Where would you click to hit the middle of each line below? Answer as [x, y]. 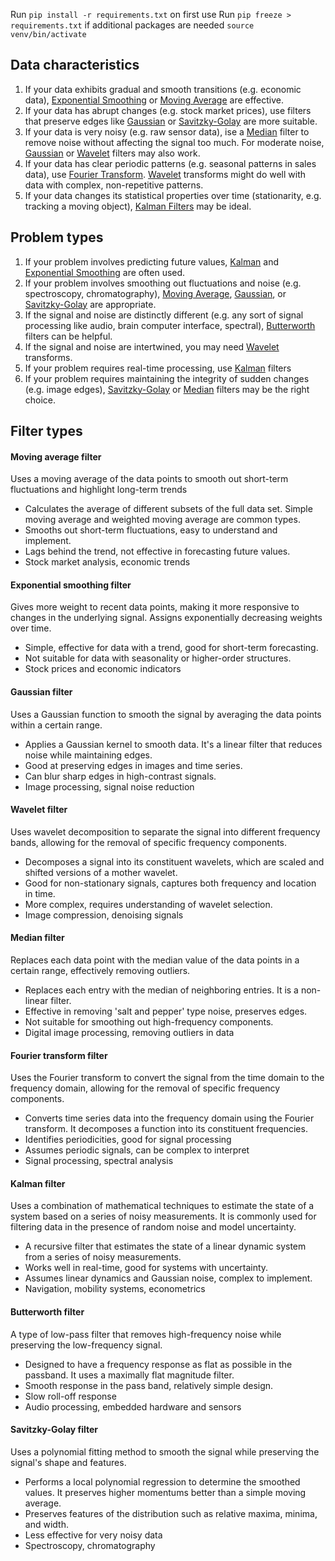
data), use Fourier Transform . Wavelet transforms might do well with [165, 174]
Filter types [46, 431]
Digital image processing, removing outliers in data [129, 1033]
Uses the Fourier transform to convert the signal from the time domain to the [167, 1078]
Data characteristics [75, 65]
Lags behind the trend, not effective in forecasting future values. [157, 551]
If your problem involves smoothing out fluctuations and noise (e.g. [163, 283]
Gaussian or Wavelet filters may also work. [112, 153]
